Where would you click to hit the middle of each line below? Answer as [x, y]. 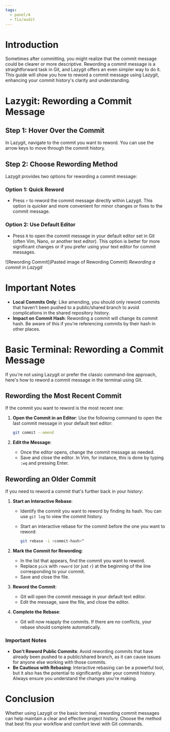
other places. [26, 329]
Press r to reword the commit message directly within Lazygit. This [83, 201]
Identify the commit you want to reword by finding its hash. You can [91, 511]
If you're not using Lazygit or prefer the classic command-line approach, [81, 374]
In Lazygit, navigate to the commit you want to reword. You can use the [79, 143]
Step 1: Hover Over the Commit [55, 130]
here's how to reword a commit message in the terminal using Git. [74, 380]
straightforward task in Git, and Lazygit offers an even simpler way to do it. [83, 70]
